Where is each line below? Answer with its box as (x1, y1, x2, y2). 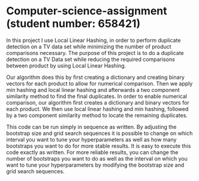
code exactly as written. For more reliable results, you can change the (6, 148, 179, 156)
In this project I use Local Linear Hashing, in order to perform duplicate (6, 36, 181, 44)
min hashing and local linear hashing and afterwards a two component (6, 86, 180, 93)
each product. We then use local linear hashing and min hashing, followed (6, 105, 189, 112)
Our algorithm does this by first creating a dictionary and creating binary (6, 73, 185, 81)
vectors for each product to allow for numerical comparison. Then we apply (6, 79, 193, 87)
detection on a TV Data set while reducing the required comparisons (6, 56, 175, 63)
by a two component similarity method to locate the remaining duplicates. (6, 112, 188, 119)
